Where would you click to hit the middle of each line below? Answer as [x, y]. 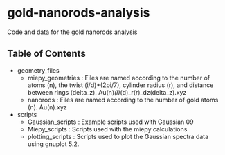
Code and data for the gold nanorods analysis [72, 32]
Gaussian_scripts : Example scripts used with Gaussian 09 [110, 122]
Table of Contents [47, 54]
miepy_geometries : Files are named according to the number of [118, 77]
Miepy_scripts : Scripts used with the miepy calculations [107, 129]
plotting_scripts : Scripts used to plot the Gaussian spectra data [118, 136]
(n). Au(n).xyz [47, 107]
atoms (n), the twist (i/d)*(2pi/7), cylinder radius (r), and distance [120, 85]
